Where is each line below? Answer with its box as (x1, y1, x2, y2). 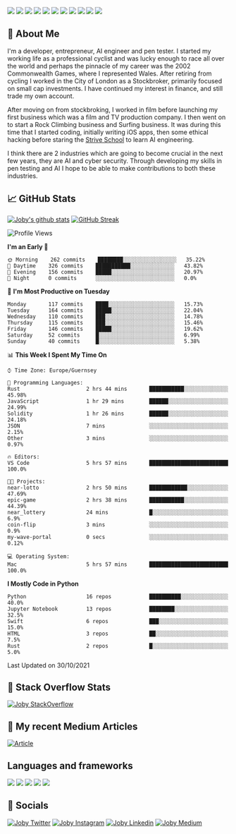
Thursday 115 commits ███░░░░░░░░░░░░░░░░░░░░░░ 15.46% (7, 319, 203, 326)
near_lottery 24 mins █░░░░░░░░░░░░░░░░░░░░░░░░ (7, 509, 229, 516)
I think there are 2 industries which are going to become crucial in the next (7, 149, 223, 157)
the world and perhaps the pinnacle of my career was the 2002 (7, 61, 191, 70)
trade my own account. (7, 92, 75, 100)
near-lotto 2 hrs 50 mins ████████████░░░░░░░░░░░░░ (7, 484, 229, 491)
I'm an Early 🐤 (7, 242, 49, 250)
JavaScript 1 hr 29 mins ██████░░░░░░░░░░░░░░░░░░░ (7, 397, 229, 405)
